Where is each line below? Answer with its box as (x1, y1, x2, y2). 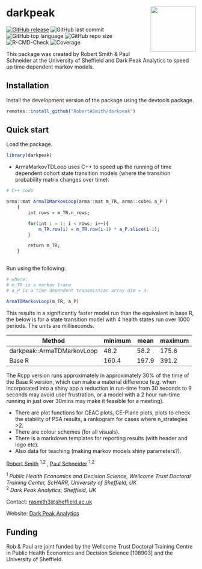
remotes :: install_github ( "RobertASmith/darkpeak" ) (6, 108, 136, 114)
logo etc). (14, 441, 39, 448)
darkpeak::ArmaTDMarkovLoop (9, 346, 98, 355)
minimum (103, 336, 131, 345)
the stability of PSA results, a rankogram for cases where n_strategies (14, 415, 188, 422)
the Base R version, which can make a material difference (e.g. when (6, 378, 176, 385)
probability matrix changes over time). (14, 176, 109, 183)
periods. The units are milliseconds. (6, 322, 95, 329)
